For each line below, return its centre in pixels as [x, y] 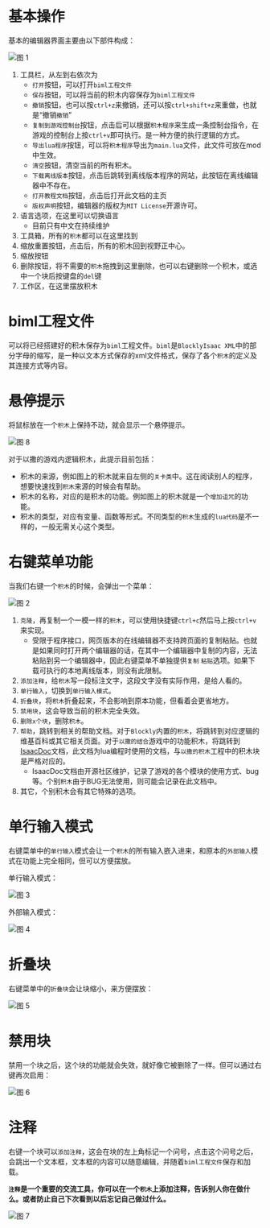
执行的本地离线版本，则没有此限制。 [106, 670]
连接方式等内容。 [43, 365]
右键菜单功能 [51, 562]
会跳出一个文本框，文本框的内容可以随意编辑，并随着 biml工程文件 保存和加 [130, 1161]
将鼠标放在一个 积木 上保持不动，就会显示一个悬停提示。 [99, 424]
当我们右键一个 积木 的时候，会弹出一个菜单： [81, 585]
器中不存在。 [53, 185]
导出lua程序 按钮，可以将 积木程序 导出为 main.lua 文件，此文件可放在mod [146, 145]
